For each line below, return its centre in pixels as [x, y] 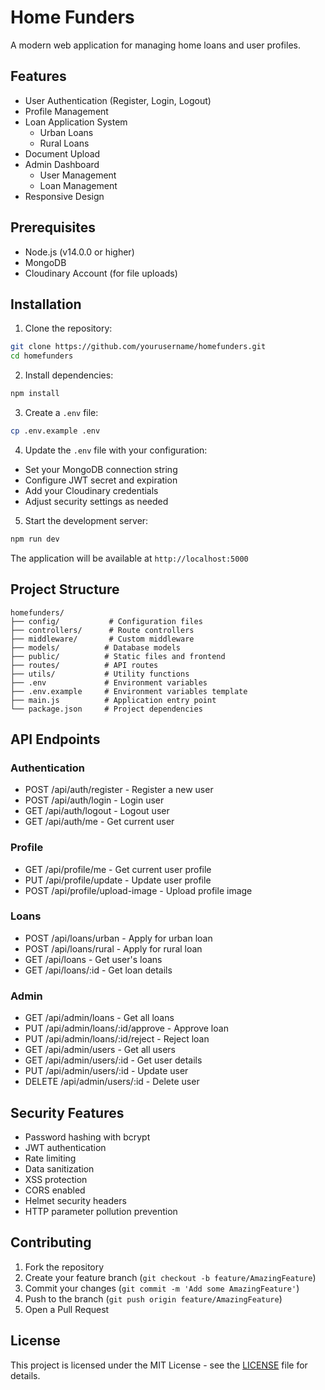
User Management [78, 175]
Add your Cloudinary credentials [91, 490]
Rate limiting [50, 1158]
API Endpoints [55, 739]
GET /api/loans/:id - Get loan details [98, 970]
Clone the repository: [68, 328]
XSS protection [56, 1179]
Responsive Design [64, 196]
